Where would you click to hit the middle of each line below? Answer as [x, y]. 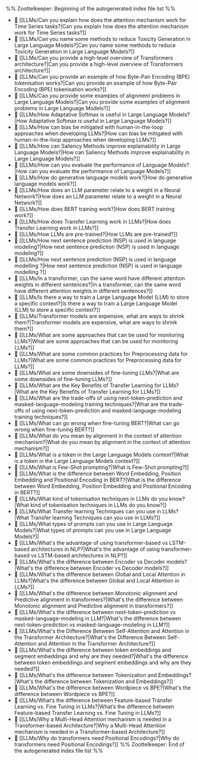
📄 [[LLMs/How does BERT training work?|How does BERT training [94, 209]
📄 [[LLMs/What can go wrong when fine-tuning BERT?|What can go [97, 423]
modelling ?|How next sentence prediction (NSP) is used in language [98, 266]
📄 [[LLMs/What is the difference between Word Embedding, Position [98, 473]
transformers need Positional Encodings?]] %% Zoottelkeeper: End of [99, 744]
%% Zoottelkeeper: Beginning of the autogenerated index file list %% [91, 9]
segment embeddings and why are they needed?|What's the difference [101, 656]
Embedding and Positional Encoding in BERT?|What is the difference [98, 480]
